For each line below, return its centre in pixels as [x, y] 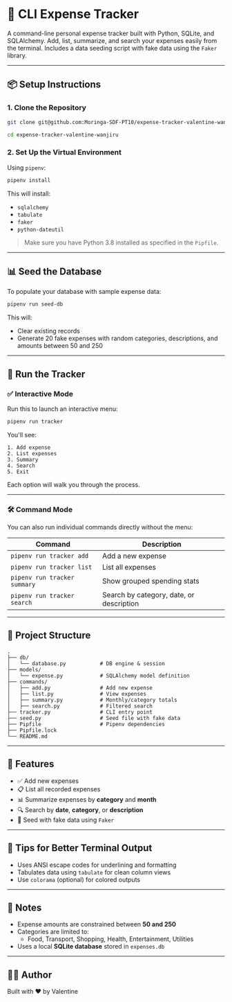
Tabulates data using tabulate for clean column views [94, 872]
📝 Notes [25, 907]
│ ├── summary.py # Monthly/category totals [92, 700]
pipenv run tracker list [51, 567]
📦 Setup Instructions [54, 85]
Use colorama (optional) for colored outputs [78, 879]
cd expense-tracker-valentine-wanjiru [63, 134]
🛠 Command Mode [40, 509]
